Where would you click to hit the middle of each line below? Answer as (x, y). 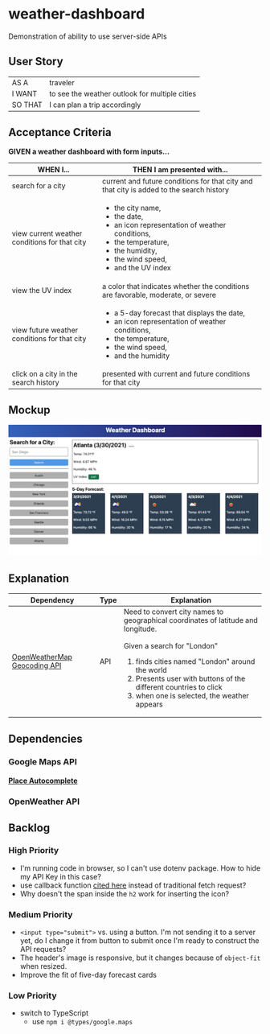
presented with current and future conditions (176, 374)
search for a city (39, 185)
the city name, (137, 208)
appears (149, 704)
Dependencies (45, 738)
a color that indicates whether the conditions (176, 286)
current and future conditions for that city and (177, 181)
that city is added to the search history (166, 190)
